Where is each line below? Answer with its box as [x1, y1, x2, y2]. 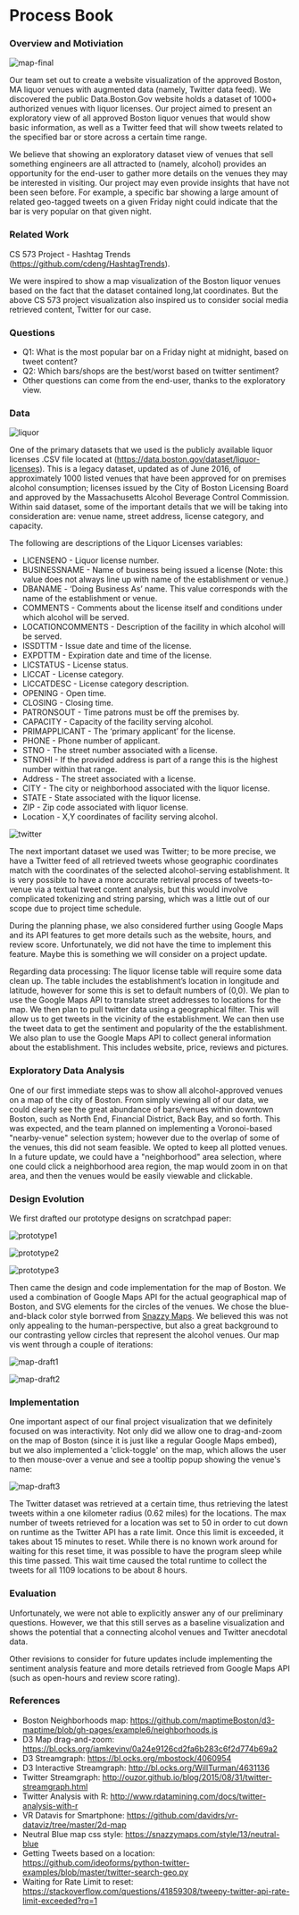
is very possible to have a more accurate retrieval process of [9, 875, 232, 886]
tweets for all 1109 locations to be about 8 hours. [9, 1565, 187, 1575]
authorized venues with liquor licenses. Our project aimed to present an [9, 104, 272, 114]
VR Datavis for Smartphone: [21, 1810, 125, 1820]
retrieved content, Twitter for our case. [9, 304, 152, 315]
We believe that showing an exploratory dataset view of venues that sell [9, 149, 274, 160]
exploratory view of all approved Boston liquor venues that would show [9, 113, 270, 123]
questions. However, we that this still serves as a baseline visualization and [9, 1617, 286, 1627]
